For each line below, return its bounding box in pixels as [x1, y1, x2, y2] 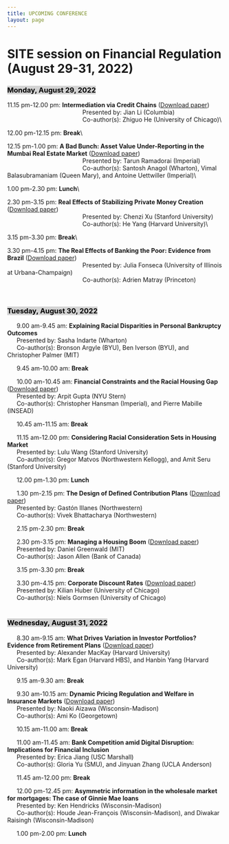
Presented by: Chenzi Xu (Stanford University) [82, 212, 214, 221]
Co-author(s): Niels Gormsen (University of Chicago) [16, 594, 166, 602]
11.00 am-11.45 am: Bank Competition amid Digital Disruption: [16, 738, 195, 746]
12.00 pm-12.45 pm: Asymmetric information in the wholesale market [16, 786, 218, 795]
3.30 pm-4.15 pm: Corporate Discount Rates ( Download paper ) [16, 579, 197, 588]
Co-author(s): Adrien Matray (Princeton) [82, 276, 197, 284]
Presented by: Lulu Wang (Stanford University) [16, 448, 149, 456]
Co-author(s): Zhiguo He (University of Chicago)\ [82, 115, 222, 124]
